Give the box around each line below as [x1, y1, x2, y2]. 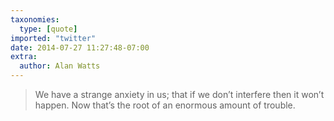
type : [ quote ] [19, 24, 78, 34]
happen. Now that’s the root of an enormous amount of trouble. [34, 99, 296, 111]
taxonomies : [10, 14, 60, 25]
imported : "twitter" [10, 33, 97, 43]
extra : [10, 52, 38, 62]
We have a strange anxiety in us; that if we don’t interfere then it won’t [34, 89, 325, 100]
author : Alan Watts [19, 61, 101, 71]
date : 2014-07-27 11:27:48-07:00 [10, 42, 150, 53]
